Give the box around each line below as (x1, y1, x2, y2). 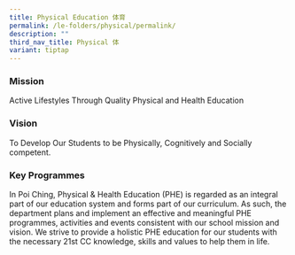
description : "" (9, 29, 69, 38)
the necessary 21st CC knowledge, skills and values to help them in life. (9, 236, 270, 247)
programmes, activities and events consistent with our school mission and (9, 218, 280, 228)
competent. (9, 147, 51, 158)
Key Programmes (9, 169, 86, 182)
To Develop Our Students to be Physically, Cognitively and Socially (9, 137, 252, 148)
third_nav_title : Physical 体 (9, 37, 120, 47)
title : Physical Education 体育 (9, 12, 126, 22)
